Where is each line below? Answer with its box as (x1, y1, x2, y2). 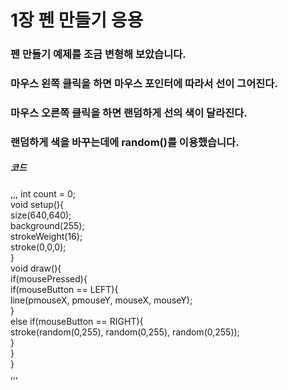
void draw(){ (10, 262, 62, 274)
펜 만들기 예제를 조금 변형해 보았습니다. (10, 47, 187, 61)
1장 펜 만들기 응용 (10, 9, 144, 32)
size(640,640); (10, 209, 72, 221)
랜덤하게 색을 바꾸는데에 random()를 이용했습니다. (10, 135, 240, 149)
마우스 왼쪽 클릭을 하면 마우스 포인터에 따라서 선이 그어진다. (10, 77, 278, 91)
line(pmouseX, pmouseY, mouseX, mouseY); (10, 294, 193, 306)
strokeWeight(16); (10, 230, 83, 242)
